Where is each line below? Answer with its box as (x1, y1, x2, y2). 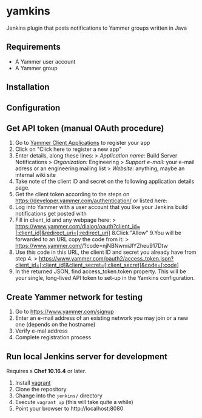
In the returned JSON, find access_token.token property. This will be (15, 268, 186, 275)
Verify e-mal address (15, 327, 68, 334)
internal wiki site (15, 171, 56, 179)
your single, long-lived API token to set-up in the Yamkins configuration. (15, 274, 195, 282)
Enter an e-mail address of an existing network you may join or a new (15, 314, 189, 322)
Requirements (6, 42, 61, 52)
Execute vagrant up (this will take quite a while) (15, 398, 133, 405)
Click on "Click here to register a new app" (15, 145, 122, 153)
